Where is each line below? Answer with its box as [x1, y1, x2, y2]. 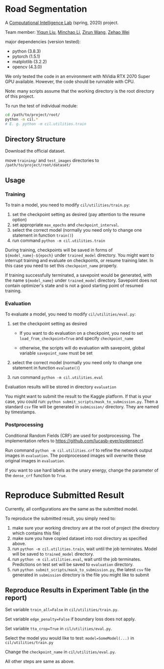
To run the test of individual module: [5, 103, 78, 108]
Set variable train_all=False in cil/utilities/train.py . [5, 607, 119, 613]
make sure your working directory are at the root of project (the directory [12, 525, 160, 531]
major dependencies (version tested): [5, 38, 81, 45]
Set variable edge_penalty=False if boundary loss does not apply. [5, 616, 136, 622]
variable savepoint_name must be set [19, 350, 93, 356]
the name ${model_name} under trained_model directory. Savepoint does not [5, 277, 157, 283]
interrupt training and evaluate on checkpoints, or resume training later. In [5, 258, 154, 264]
